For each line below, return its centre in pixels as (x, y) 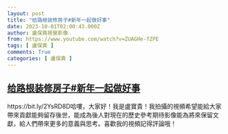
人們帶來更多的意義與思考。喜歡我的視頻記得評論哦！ (101, 123)
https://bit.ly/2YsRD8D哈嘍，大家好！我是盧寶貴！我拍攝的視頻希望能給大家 (115, 106)
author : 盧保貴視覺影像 (38, 33)
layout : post (26, 13)
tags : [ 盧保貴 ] (30, 46)
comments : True (29, 52)
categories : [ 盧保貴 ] (40, 59)
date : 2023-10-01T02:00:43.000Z (54, 26)
